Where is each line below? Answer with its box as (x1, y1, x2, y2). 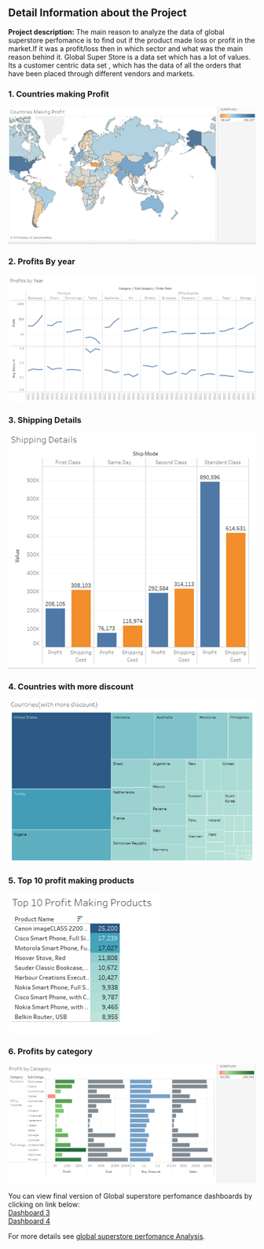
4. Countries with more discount (8, 681, 134, 692)
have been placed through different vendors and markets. (8, 68, 195, 78)
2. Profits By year (8, 256, 76, 267)
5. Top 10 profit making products (8, 875, 135, 886)
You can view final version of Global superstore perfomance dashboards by (8, 1191, 253, 1200)
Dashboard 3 (8, 1207, 50, 1217)
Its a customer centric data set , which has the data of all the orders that (8, 60, 242, 70)
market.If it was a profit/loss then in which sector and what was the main (8, 43, 244, 53)
